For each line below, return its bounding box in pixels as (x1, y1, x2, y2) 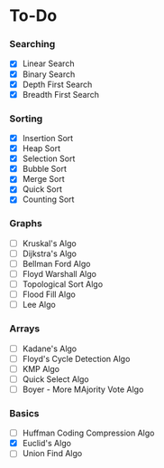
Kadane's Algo (22, 343, 77, 354)
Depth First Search (22, 79, 93, 90)
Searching (9, 38, 56, 51)
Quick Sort (22, 184, 63, 195)
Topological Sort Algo (22, 279, 104, 290)
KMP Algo (22, 363, 60, 374)
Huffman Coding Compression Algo (22, 427, 155, 439)
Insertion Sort (22, 133, 74, 144)
